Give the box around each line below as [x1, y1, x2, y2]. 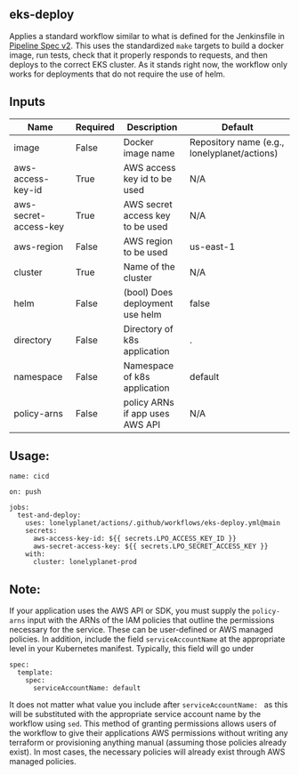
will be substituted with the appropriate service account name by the [9, 709, 261, 720]
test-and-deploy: [17, 511, 82, 520]
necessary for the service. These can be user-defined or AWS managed [9, 625, 274, 635]
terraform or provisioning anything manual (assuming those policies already [9, 738, 287, 748]
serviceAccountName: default [32, 684, 141, 693]
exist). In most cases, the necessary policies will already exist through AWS [9, 747, 286, 757]
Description [126, 120, 178, 133]
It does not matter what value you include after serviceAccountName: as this [9, 699, 288, 710]
